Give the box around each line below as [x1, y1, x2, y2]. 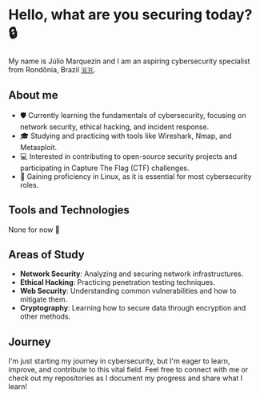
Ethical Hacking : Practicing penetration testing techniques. [19, 278, 216, 287]
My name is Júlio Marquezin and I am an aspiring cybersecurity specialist [8, 56, 250, 66]
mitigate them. [19, 294, 68, 304]
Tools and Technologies [8, 203, 130, 217]
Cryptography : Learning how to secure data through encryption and [19, 303, 246, 313]
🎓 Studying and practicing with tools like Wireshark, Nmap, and [19, 131, 232, 140]
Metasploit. [19, 142, 58, 152]
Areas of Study [8, 247, 86, 262]
